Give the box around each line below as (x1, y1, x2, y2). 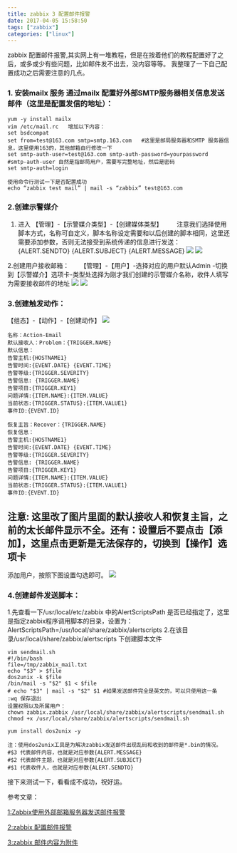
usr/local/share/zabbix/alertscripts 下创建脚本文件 (16, 635, 162, 643)
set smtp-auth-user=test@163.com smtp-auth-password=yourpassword (7, 150, 209, 157)
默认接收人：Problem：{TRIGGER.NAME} (7, 339, 112, 346)
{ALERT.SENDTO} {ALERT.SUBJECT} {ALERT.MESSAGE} (17, 247, 185, 255)
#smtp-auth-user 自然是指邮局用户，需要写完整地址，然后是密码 (7, 158, 176, 165)
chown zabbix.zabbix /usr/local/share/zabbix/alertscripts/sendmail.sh (7, 709, 224, 716)
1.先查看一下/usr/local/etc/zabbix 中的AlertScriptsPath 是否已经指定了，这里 (7, 608, 230, 616)
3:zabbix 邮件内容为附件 (7, 838, 78, 847)
